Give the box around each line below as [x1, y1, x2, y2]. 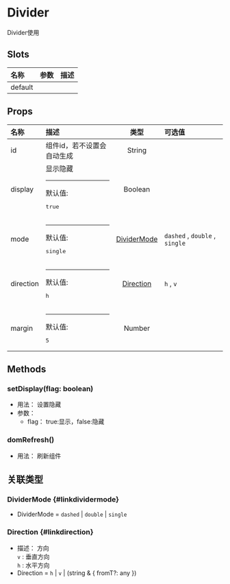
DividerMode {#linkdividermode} [7, 494, 120, 504]
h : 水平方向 [16, 561, 50, 569]
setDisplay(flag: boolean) [7, 384, 94, 393]
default [10, 82, 34, 92]
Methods [7, 363, 47, 375]
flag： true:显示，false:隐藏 [27, 417, 105, 426]
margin [10, 323, 33, 333]
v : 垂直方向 [16, 552, 50, 561]
